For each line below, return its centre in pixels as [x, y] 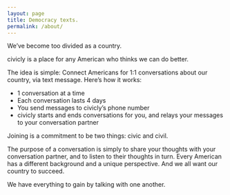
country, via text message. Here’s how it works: [75, 80]
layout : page [26, 13]
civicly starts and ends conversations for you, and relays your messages [120, 115]
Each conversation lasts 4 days [61, 101]
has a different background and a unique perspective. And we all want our [113, 164]
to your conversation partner [58, 123]
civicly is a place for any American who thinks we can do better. [98, 59]
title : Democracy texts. [43, 20]
